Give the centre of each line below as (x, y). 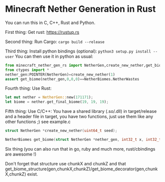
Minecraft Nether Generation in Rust (81, 9)
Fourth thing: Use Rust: (28, 88)
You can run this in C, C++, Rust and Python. (50, 23)
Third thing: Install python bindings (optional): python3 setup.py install (78, 51)
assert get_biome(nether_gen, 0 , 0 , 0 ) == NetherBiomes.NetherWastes (72, 79)
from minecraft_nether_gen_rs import (44, 65)
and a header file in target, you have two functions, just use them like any (79, 117)
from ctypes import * (27, 70)
